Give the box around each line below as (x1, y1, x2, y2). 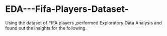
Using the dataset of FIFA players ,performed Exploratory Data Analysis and (5, 20, 162, 26)
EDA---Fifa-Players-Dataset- (5, 3, 129, 15)
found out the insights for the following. (5, 25, 87, 31)
